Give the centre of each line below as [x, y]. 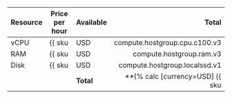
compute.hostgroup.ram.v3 [177, 54]
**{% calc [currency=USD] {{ [173, 76]
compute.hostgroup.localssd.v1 [170, 65]
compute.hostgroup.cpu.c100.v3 [167, 43]
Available [91, 22]
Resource [27, 22]
